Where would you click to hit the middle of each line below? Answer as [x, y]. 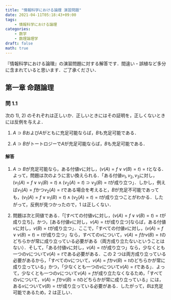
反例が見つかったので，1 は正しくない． [72, 204]
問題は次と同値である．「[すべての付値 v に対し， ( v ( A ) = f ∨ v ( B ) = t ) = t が [89, 215]
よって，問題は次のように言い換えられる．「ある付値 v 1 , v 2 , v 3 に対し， [85, 176]
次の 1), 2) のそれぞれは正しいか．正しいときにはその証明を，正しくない [81, 115]
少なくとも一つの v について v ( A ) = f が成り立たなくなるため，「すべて [92, 273]
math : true [17, 48]
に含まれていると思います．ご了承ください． [52, 70]
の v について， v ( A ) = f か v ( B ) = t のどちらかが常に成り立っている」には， [88, 279]
